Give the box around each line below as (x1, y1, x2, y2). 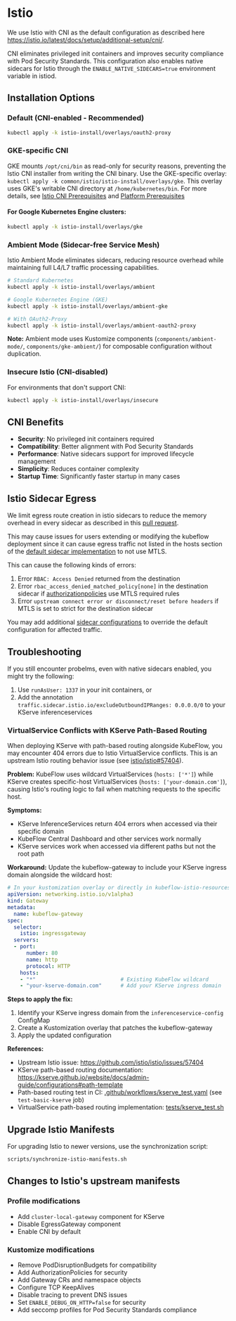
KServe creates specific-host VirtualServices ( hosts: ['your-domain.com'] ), (7, 778, 228, 786)
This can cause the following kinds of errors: (7, 561, 137, 569)
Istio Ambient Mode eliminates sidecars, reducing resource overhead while (7, 256, 224, 264)
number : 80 (25, 950, 58, 957)
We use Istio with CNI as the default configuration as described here (7, 28, 205, 37)
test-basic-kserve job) (17, 1095, 84, 1104)
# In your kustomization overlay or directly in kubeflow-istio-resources (7, 884, 231, 891)
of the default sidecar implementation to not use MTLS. (7, 547, 167, 556)
